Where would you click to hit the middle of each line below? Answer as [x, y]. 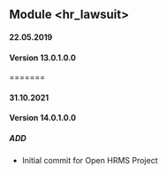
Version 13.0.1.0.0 [43, 58]
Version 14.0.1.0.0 [43, 118]
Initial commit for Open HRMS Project [90, 161]
